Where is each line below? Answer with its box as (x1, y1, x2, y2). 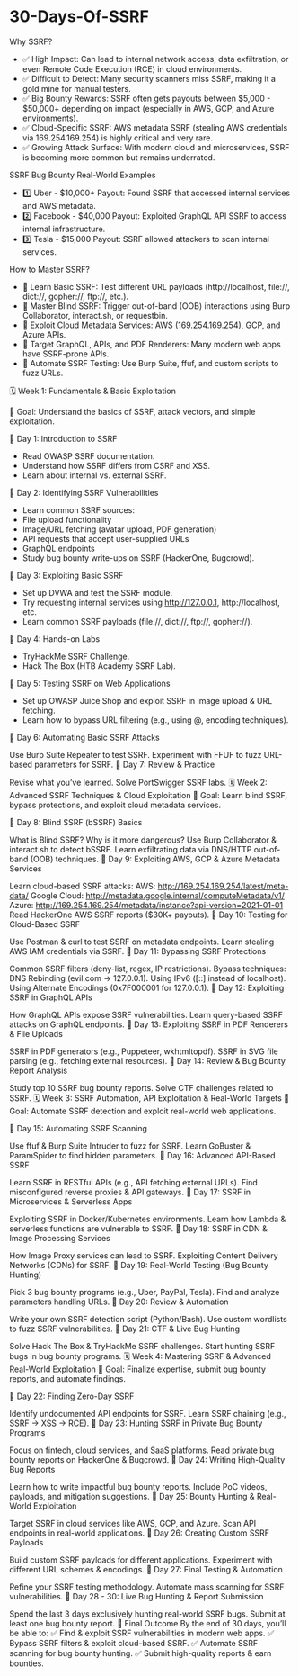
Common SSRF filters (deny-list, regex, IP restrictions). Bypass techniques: (9, 963, 286, 974)
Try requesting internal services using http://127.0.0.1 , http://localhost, (22, 597, 280, 608)
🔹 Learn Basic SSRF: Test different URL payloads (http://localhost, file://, (22, 281, 290, 292)
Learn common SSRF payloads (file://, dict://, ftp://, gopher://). (22, 616, 253, 626)
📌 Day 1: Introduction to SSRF (9, 433, 118, 444)
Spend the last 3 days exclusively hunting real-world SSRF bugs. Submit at (9, 1608, 286, 1619)
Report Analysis (9, 1065, 68, 1076)
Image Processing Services (9, 1232, 110, 1243)
